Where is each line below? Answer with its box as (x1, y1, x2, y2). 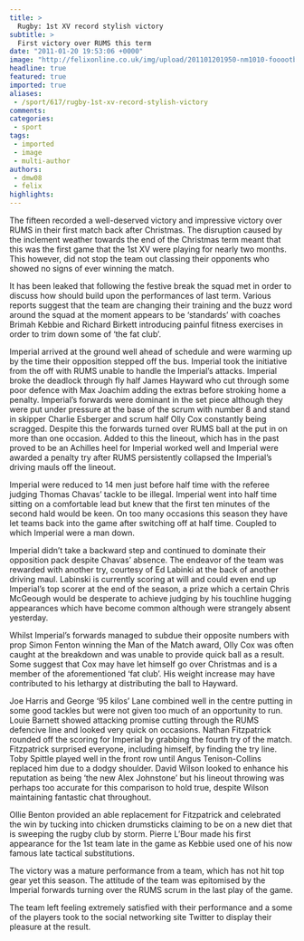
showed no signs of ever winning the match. (9, 264, 175, 274)
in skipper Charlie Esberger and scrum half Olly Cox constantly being (9, 414, 267, 424)
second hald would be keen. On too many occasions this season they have (9, 508, 288, 519)
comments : (9, 106, 47, 115)
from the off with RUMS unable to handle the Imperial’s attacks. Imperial (9, 366, 278, 376)
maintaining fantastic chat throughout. (9, 792, 152, 802)
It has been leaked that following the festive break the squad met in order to (9, 281, 292, 291)
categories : (9, 114, 54, 123)
